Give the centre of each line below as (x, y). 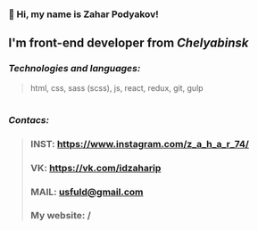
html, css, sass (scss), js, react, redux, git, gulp (117, 87)
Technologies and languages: (75, 69)
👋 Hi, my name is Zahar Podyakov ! (84, 14)
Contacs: (29, 119)
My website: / (60, 216)
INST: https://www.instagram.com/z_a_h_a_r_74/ (139, 144)
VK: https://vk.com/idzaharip (96, 168)
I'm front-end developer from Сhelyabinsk (129, 43)
